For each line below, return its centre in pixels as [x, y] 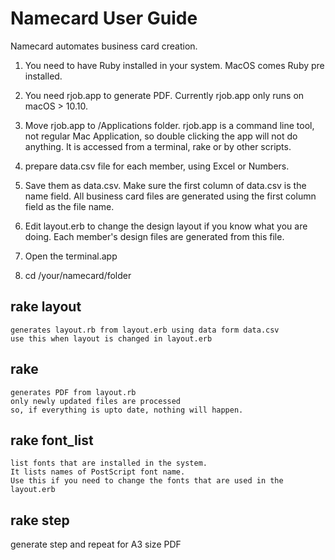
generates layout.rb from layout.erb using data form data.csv [145, 330]
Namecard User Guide [104, 18]
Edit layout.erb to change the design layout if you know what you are [166, 226]
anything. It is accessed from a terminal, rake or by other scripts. [158, 146]
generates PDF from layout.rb [73, 392]
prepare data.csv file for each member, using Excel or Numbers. [157, 166]
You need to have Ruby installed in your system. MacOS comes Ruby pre [174, 65]
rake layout [46, 307]
